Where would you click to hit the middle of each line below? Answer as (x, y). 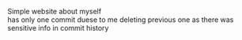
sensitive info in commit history (58, 28)
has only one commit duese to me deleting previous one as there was (121, 20)
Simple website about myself (55, 11)
